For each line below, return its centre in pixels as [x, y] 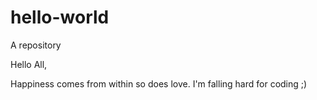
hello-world [60, 17]
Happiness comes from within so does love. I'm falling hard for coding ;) [159, 83]
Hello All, [29, 64]
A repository [36, 45]
